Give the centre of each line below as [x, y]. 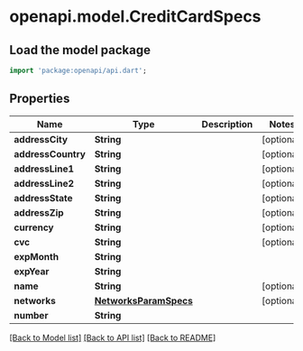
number [31, 315]
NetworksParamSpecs [144, 300]
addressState [43, 198]
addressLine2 [44, 183]
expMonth [37, 256]
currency [34, 227]
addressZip [39, 212]
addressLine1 [44, 169]
